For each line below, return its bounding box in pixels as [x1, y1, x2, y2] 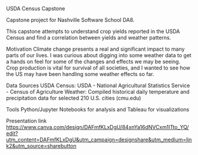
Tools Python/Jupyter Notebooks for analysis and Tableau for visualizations [6, 106, 190, 113]
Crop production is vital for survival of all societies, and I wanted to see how [6, 64, 190, 71]
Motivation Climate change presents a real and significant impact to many [6, 45, 185, 52]
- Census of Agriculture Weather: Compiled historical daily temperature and [6, 88, 190, 95]
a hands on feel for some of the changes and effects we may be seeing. [6, 58, 181, 65]
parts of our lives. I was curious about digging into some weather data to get [6, 52, 192, 58]
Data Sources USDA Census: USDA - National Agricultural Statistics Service [6, 82, 190, 89]
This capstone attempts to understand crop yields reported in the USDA [6, 28, 180, 35]
